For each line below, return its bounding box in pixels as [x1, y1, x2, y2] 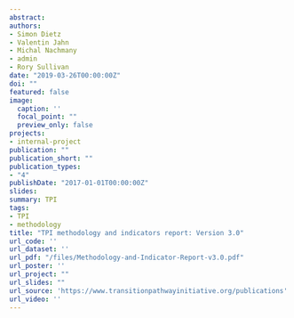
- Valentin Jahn [9, 37, 69, 47]
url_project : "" [9, 270, 69, 279]
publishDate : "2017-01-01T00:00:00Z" [9, 179, 149, 188]
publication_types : [9, 162, 82, 171]
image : [9, 95, 34, 105]
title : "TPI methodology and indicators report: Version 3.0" [9, 228, 244, 237]
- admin [9, 54, 38, 63]
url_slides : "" [9, 278, 66, 287]
